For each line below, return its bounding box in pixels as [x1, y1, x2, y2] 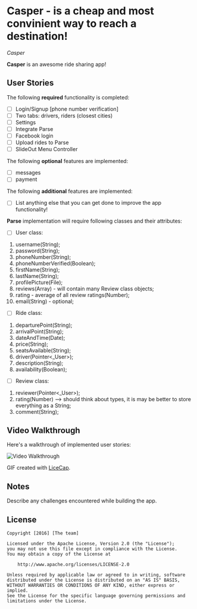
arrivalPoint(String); [15, 327, 64, 335]
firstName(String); [15, 266, 60, 273]
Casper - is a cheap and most [7, 4, 154, 18]
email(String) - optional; [15, 298, 74, 305]
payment [15, 176, 37, 183]
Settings [15, 118, 36, 126]
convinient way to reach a [7, 17, 137, 30]
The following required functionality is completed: [7, 93, 130, 101]
